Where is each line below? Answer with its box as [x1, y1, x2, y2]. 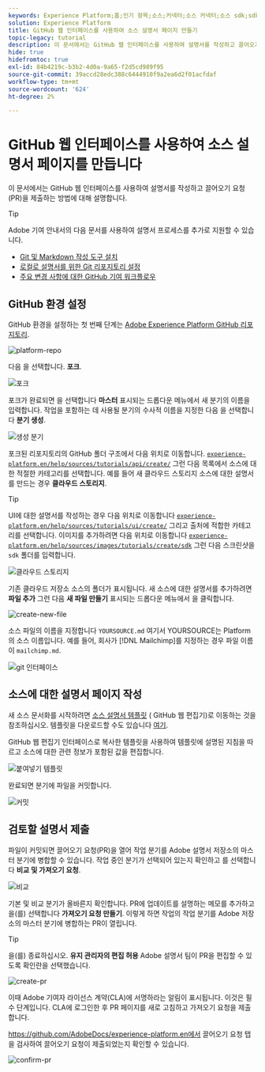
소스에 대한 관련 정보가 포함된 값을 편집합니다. [22, 747, 164, 756]
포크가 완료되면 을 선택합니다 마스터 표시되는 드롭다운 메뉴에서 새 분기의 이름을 [8, 396, 251, 404]
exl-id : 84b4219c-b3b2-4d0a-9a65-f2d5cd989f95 [8, 63, 164, 71]
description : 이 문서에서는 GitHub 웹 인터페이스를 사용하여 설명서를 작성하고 [8, 41, 235, 49]
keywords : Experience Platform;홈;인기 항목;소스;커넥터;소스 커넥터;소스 [8, 11, 231, 20]
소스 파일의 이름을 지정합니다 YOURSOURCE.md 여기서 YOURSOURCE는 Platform [8, 626, 251, 635]
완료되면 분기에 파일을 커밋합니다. [8, 780, 112, 790]
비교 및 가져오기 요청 [16, 865, 79, 874]
